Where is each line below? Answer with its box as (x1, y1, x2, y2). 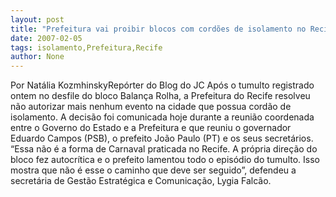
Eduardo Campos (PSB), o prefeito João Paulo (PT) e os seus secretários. (10, 132, 314, 145)
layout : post (10, 14, 65, 25)
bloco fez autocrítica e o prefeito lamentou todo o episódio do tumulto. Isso (10, 154, 320, 166)
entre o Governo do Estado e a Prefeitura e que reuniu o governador (10, 122, 292, 134)
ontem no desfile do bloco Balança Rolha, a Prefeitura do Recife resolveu (10, 90, 311, 102)
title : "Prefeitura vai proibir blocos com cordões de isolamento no (10, 24, 307, 34)
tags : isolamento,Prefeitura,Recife (10, 42, 163, 53)
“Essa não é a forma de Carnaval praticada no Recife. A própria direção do (10, 143, 318, 155)
